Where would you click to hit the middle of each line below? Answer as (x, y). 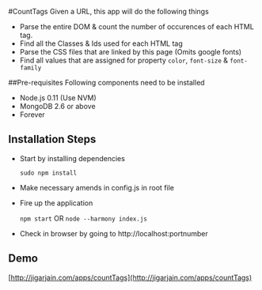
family (30, 68)
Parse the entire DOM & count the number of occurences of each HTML (137, 26)
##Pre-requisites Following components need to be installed (106, 83)
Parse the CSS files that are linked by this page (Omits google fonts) (131, 52)
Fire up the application (56, 203)
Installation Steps (52, 139)
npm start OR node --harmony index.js (84, 218)
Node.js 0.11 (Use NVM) (58, 98)
